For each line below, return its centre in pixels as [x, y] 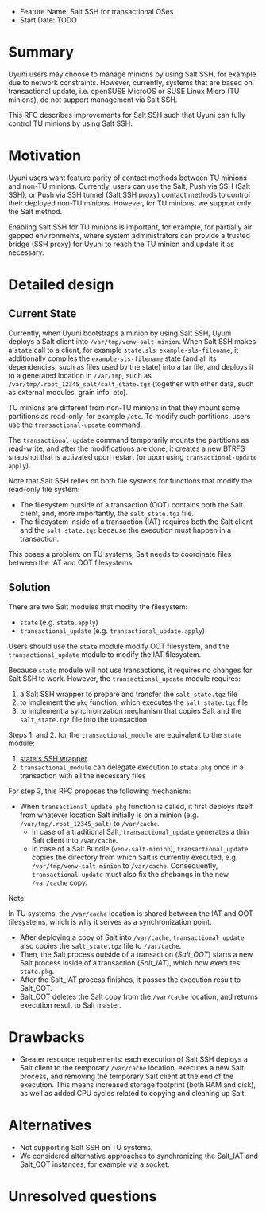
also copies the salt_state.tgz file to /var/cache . [100, 945]
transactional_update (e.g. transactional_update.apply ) [112, 630]
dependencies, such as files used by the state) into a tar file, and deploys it [131, 366]
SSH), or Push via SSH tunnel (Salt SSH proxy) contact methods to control [129, 194]
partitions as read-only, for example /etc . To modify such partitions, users [129, 416]
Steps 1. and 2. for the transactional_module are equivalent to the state [125, 734]
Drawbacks [46, 1037]
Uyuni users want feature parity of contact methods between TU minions [128, 178]
